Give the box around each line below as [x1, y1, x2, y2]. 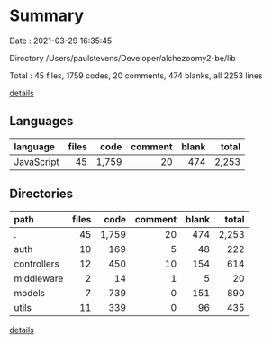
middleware [14, 272, 64, 285]
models [14, 286, 46, 299]
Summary [9, 5, 84, 26]
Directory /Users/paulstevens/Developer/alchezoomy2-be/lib [9, 52, 236, 63]
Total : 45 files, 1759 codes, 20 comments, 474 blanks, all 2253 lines [9, 69, 263, 81]
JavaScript [14, 155, 60, 167]
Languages [9, 113, 74, 129]
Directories [9, 186, 74, 202]
